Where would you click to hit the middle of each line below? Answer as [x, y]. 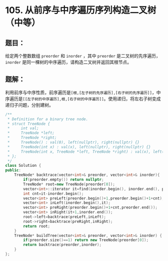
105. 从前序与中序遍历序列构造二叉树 [81, 10]
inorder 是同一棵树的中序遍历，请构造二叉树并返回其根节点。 [68, 62]
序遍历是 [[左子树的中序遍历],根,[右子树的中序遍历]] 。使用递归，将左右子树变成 [83, 99]
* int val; [23, 128]
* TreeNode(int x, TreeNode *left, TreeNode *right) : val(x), [79, 152]
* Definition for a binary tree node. [48, 119]
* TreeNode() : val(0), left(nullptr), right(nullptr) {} [73, 143]
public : [13, 170]
